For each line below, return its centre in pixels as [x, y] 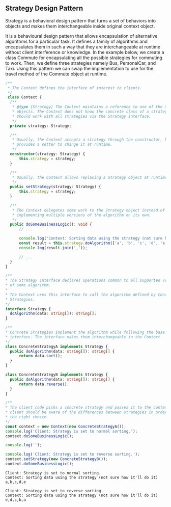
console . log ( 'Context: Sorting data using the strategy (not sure [91, 238]
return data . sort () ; [40, 356]
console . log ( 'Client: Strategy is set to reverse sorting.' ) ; [73, 455]
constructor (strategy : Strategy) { [48, 154]
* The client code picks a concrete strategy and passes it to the [78, 408]
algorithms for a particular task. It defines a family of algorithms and [76, 41]
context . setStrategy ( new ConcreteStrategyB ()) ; [57, 459]
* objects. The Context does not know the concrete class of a [80, 112]
